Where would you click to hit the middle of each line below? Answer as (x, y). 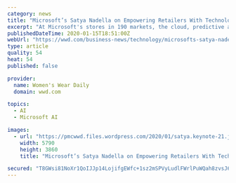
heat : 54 (20, 60)
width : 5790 (37, 143)
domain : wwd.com (37, 92)
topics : (19, 104)
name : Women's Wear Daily (52, 85)
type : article (28, 46)
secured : (20, 169)
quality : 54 (25, 53)
